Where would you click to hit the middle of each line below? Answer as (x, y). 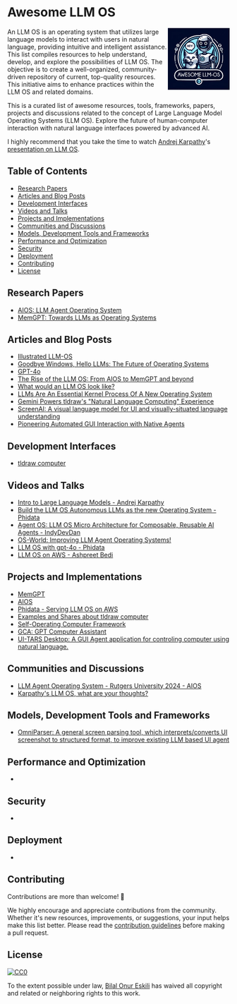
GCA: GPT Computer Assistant (62, 631)
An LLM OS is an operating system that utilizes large (83, 32)
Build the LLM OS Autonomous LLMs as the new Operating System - (117, 510)
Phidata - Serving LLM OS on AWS (68, 609)
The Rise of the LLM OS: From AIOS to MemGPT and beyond (105, 379)
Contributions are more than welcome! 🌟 (66, 896)
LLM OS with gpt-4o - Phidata (61, 547)
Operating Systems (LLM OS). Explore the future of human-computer (108, 120)
